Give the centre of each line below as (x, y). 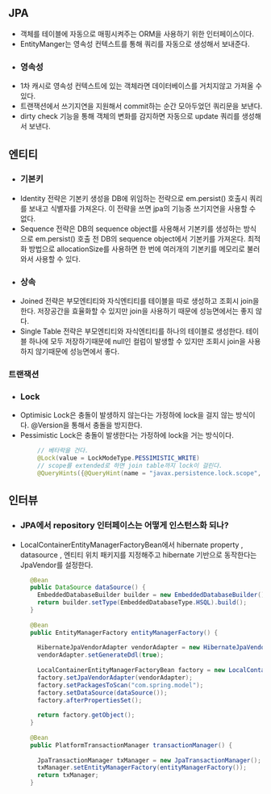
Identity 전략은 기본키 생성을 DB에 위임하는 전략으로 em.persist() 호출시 (133, 198)
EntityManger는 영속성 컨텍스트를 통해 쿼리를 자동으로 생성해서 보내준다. (135, 44)
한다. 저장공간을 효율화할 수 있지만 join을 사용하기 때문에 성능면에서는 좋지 (137, 311)
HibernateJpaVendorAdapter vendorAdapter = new (119, 648)
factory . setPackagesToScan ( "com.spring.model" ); (121, 685)
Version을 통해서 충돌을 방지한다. (90, 425)
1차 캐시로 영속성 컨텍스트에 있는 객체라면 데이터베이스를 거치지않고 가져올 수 (141, 86)
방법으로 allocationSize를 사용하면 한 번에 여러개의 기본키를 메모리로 (137, 249)
